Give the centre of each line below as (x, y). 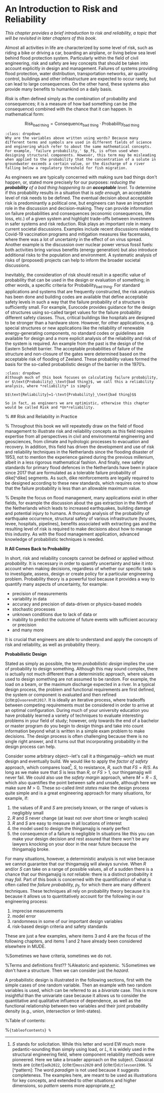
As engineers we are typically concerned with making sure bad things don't (81, 177)
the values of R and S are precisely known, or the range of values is (80, 808)
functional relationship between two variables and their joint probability (76, 1006)
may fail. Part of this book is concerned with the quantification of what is (78, 879)
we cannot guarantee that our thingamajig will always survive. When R (76, 864)
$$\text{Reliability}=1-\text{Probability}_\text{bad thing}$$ (71, 394)
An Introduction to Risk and (61, 9)
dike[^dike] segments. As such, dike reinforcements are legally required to (80, 478)
